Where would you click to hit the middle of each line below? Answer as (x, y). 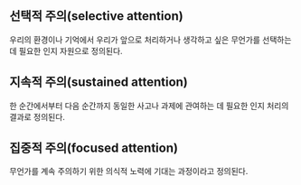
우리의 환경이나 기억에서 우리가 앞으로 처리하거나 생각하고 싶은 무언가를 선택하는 (150, 40)
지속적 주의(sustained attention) (99, 83)
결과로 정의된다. (38, 116)
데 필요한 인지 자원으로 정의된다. (66, 51)
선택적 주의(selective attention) (96, 16)
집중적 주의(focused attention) (94, 148)
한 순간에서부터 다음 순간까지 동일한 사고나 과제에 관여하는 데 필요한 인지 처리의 (149, 106)
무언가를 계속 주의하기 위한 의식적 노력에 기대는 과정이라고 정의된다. (129, 171)
